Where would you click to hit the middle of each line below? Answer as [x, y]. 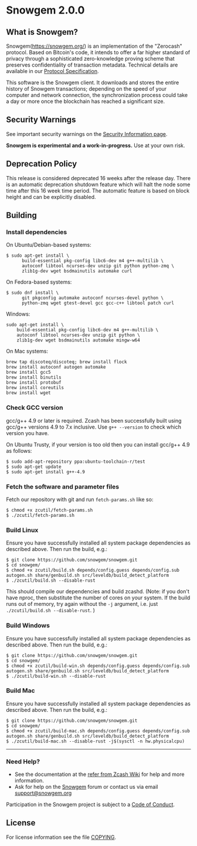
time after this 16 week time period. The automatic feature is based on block [98, 190]
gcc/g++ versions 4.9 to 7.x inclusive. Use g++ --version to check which [94, 427]
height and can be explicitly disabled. [51, 197]
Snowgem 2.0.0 [45, 10]
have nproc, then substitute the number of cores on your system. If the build [98, 598]
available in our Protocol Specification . [52, 71]
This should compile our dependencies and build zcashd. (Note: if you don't [98, 592]
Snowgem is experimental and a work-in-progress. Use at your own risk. [96, 145]
